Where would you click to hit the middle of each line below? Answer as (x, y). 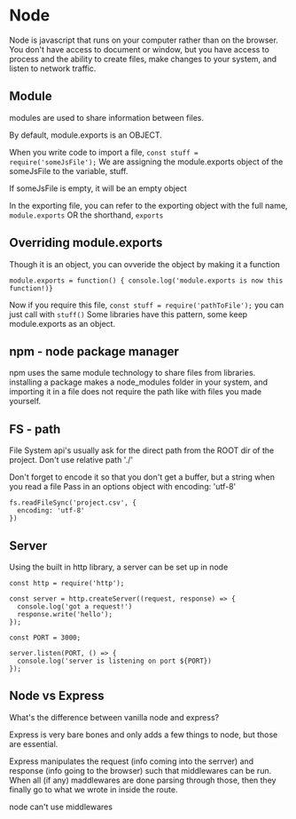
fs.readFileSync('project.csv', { (73, 503)
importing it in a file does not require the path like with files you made (136, 392)
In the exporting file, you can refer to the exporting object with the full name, (148, 205)
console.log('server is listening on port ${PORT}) (115, 661)
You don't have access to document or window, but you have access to (140, 49)
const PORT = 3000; (45, 638)
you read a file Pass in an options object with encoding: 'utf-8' (123, 487)
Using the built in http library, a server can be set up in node (119, 567)
